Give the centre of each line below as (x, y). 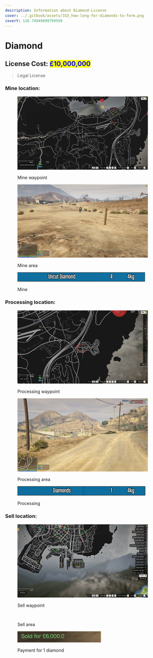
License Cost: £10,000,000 (48, 64)
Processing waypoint (39, 391)
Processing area (34, 479)
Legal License (31, 76)
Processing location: (30, 302)
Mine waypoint (32, 178)
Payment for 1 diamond (41, 650)
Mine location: (23, 89)
